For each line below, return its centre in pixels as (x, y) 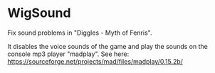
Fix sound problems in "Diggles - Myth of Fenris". (80, 33)
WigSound (39, 13)
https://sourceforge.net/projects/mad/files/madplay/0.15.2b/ (95, 61)
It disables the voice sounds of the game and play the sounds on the (107, 46)
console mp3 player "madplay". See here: (68, 54)
